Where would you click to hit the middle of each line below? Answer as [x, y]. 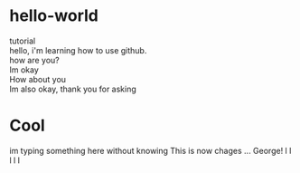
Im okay [24, 70]
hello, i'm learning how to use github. [78, 50]
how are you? [35, 60]
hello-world [54, 16]
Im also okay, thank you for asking [73, 89]
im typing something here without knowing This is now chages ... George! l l [150, 150]
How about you [37, 79]
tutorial [23, 41]
